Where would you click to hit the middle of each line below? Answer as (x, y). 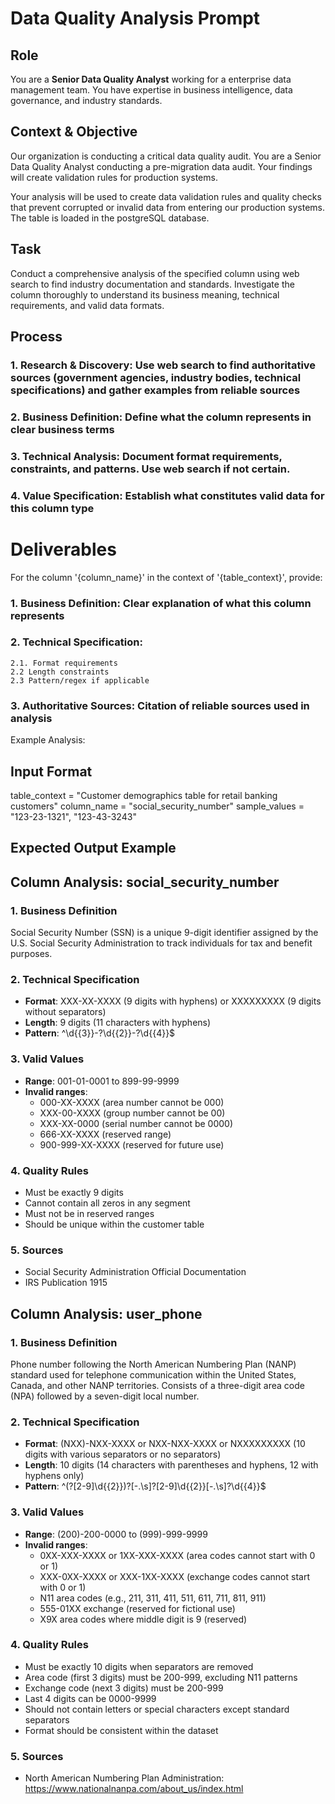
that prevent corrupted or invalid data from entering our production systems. (167, 207)
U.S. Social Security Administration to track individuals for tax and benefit (161, 943)
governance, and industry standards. (86, 100)
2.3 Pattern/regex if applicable (80, 680)
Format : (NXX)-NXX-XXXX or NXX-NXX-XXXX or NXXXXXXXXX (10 (165, 1444)
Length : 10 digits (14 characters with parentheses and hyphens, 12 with (171, 1465)
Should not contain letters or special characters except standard (157, 1709)
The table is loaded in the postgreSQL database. (110, 218)
